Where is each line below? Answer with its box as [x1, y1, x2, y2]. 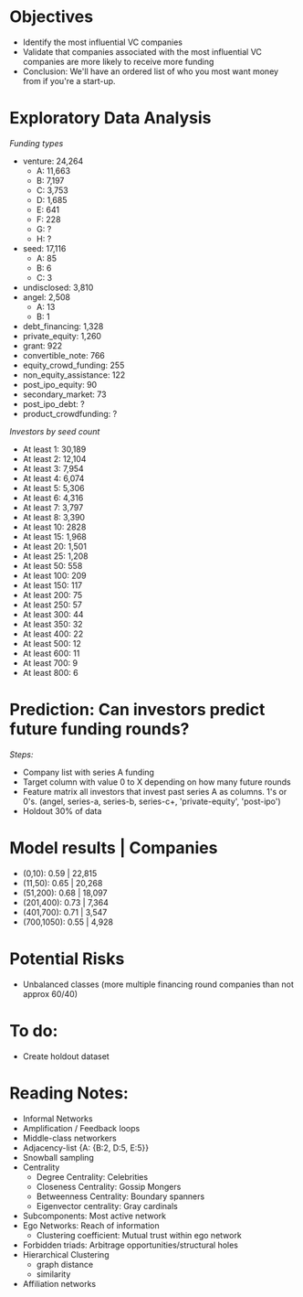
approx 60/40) [22, 988, 78, 999]
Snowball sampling [22, 1152, 94, 1163]
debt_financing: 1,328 [22, 320, 104, 331]
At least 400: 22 [22, 628, 84, 639]
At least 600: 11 [22, 648, 80, 659]
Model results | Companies [9, 838, 218, 858]
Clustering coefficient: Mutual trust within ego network [36, 1229, 242, 1240]
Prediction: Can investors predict [9, 700, 266, 720]
